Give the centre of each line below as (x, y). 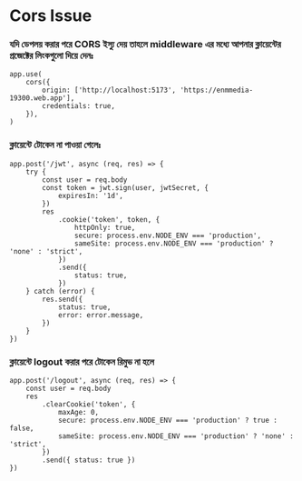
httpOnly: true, (105, 227)
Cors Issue (51, 16)
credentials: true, (79, 106)
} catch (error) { (60, 291)
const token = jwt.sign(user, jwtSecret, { (125, 187)
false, (22, 428)
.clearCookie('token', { (89, 405)
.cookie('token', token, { (109, 219)
